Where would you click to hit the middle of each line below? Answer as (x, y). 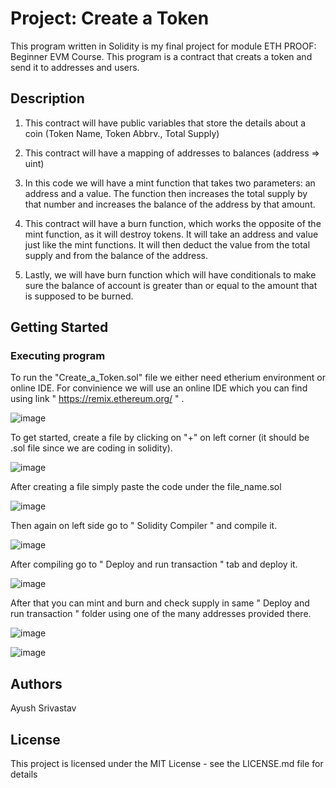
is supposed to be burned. (79, 296)
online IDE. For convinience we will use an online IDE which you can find (159, 388)
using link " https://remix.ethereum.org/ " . (97, 399)
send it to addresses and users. (75, 67)
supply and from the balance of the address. (116, 255)
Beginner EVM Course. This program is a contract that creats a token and (161, 56)
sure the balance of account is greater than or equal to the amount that (171, 285)
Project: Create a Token (110, 18)
